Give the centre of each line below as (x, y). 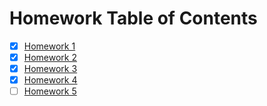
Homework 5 (50, 91)
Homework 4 (50, 80)
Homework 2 (50, 57)
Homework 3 (50, 69)
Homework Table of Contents (133, 18)
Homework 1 (49, 46)
